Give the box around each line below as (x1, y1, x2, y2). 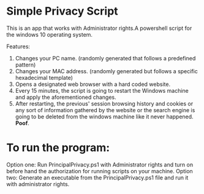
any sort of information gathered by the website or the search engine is (15, 106, 195, 113)
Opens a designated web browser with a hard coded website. (15, 81, 170, 88)
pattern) (15, 61, 36, 68)
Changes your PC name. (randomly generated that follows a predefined (15, 54, 196, 62)
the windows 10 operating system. (6, 31, 93, 38)
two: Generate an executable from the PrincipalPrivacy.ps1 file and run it (6, 174, 189, 181)
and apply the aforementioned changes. (15, 93, 116, 101)
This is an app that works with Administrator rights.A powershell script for (6, 24, 192, 32)
